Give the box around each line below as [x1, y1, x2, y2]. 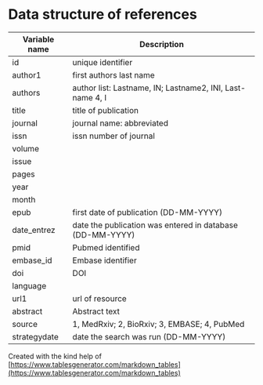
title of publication [72, 104, 139, 115]
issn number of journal [72, 130, 155, 141]
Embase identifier [72, 255, 137, 266]
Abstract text [72, 306, 120, 317]
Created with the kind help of [8, 351, 102, 361]
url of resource [72, 292, 127, 303]
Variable [22, 34, 55, 45]
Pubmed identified [72, 242, 140, 252]
